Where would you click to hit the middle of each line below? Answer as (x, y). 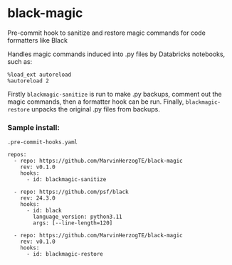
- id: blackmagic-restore (64, 254)
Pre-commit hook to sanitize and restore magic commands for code (107, 33)
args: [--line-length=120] (73, 223)
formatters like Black (37, 40)
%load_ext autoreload (39, 75)
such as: (20, 61)
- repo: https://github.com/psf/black (72, 192)
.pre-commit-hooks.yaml (43, 142)
